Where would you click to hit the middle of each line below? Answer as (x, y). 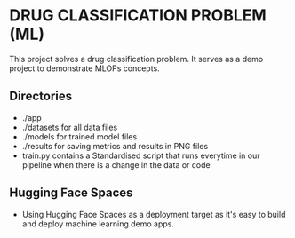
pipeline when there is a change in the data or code (116, 164)
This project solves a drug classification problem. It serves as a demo (136, 59)
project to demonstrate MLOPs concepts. (84, 68)
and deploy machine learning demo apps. (98, 224)
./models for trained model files (80, 136)
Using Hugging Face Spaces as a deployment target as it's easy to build (154, 214)
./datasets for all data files (70, 127)
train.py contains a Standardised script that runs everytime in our (141, 155)
